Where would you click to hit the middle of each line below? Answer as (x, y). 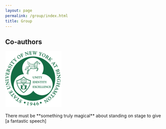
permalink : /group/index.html (37, 16)
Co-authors (24, 42)
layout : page (19, 10)
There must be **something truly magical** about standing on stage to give (83, 116)
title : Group (19, 21)
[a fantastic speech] (26, 121)
